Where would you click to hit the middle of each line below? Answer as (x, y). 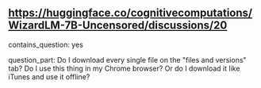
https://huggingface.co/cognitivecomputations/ (130, 13)
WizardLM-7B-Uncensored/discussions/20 (118, 26)
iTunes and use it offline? (49, 77)
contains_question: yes (46, 44)
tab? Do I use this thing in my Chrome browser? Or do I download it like (124, 68)
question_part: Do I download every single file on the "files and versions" (128, 59)
